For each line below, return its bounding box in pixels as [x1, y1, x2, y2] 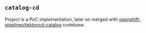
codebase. [62, 21, 85, 27]
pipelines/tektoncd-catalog [5, 21, 62, 27]
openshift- [119, 16, 141, 22]
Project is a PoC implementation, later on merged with [5, 16, 118, 22]
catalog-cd [5, 4, 39, 12]
